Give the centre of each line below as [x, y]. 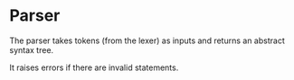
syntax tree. [32, 49]
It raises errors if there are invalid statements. [94, 67]
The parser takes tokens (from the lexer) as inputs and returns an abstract [147, 40]
